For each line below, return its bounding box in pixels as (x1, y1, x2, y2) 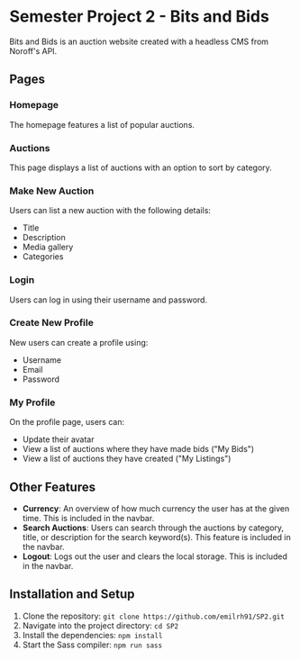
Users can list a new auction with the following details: (9, 205, 212, 216)
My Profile (9, 396, 56, 409)
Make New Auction (9, 185, 95, 197)
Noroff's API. (9, 45, 58, 56)
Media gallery (22, 241, 74, 253)
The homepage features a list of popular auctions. (9, 119, 195, 130)
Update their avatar (22, 434, 95, 445)
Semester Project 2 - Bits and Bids (9, 6, 270, 27)
